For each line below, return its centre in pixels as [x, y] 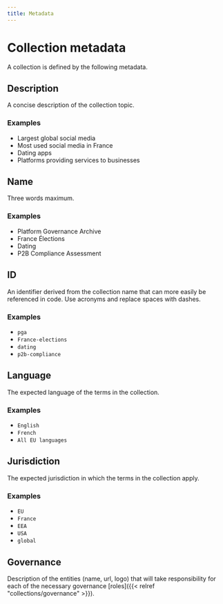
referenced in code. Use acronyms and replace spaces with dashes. [104, 299]
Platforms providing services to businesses [78, 160]
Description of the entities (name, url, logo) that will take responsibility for [111, 578]
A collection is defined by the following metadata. [78, 67]
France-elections [42, 340]
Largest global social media [56, 138]
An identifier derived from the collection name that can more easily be [107, 291]
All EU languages [42, 440]
